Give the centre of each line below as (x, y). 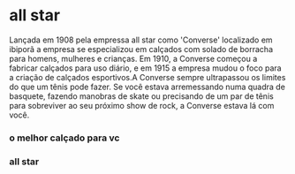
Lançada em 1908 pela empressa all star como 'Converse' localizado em (141, 40)
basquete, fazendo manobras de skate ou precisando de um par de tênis (141, 96)
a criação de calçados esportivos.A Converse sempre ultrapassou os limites (147, 77)
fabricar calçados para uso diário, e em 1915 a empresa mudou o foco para (145, 68)
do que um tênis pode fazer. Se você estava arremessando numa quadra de (147, 87)
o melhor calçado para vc (64, 138)
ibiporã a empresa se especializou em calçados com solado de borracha (141, 49)
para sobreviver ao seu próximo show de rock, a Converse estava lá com (142, 105)
